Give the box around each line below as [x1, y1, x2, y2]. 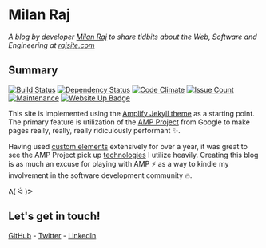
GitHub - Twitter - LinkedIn [8, 230, 97, 240]
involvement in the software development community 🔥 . [8, 170, 193, 180]
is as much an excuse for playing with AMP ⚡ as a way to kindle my [8, 159, 229, 168]
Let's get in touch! [8, 210, 101, 223]
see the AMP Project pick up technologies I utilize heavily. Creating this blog [8, 150, 259, 159]
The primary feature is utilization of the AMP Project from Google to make [8, 117, 250, 127]
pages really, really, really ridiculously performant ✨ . [8, 125, 181, 135]
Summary [8, 64, 58, 77]
